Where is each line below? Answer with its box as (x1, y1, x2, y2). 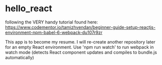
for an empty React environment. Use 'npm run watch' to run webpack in (5, 44, 154, 50)
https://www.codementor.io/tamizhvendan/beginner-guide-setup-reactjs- (5, 24, 156, 30)
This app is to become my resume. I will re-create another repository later (5, 39, 156, 44)
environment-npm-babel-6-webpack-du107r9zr (5, 29, 103, 35)
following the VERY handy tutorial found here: (5, 19, 98, 25)
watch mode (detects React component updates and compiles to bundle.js (5, 49, 157, 55)
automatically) (5, 54, 34, 60)
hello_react (5, 3, 53, 14)
